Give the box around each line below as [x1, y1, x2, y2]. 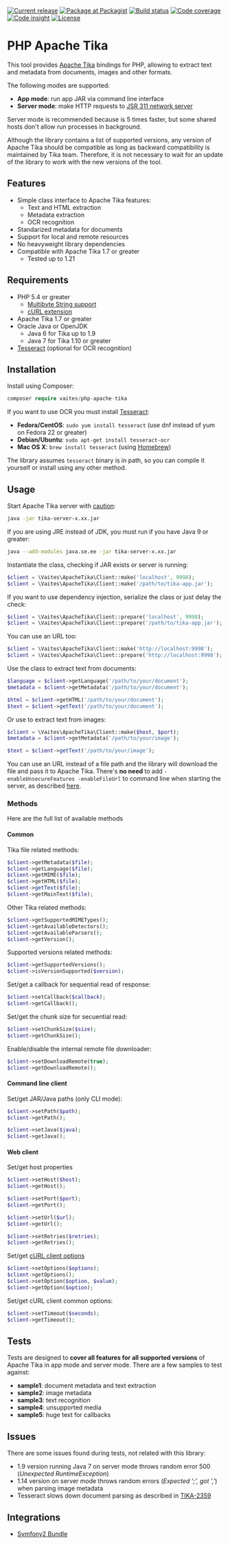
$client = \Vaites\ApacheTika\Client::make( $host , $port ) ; [7, 728, 180, 735]
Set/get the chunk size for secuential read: [7, 1012, 128, 1021]
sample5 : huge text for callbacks [16, 1411, 111, 1419]
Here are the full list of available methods [7, 814, 124, 823]
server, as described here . [7, 781, 82, 790]
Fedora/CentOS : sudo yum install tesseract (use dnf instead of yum [16, 421, 215, 429]
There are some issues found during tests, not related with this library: [7, 1449, 206, 1458]
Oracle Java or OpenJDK [16, 322, 88, 330]
